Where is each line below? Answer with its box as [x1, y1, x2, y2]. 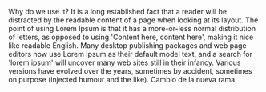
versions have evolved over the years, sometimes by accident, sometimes [8, 66, 252, 75]
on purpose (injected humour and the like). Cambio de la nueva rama [8, 75, 236, 84]
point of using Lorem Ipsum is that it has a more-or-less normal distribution [8, 24, 256, 33]
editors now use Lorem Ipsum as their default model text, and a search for [8, 50, 252, 58]
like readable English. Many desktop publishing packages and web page [8, 41, 247, 50]
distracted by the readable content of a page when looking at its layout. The [8, 15, 259, 25]
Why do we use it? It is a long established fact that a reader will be [8, 7, 227, 16]
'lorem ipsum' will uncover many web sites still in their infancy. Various [8, 58, 241, 67]
